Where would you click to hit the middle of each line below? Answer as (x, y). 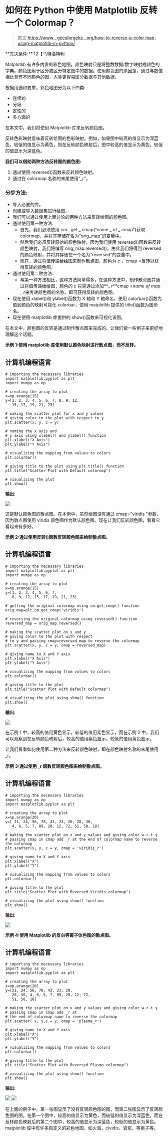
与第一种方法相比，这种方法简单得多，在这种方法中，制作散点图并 (88, 280)
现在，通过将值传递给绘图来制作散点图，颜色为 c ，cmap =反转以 (87, 261)
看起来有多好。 (20, 527)
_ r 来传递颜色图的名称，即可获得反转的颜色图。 (68, 292)
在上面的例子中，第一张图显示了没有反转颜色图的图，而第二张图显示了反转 (82, 1109)
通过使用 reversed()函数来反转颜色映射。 (54, 172)
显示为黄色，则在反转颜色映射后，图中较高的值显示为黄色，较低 (97, 144)
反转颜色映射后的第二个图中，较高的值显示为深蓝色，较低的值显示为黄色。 (82, 1122)
